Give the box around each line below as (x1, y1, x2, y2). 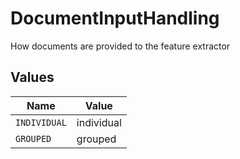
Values (10, 69, 55, 86)
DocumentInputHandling (10, 7, 220, 30)
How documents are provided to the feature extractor (10, 40, 231, 52)
